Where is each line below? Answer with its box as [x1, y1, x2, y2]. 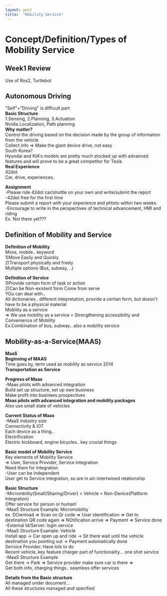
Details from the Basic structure [5, 574, 73, 580]
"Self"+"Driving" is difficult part [5, 105, 70, 111]
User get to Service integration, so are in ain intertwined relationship [5, 475, 146, 481]
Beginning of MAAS [5, 356, 47, 362]
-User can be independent [5, 470, 60, 476]
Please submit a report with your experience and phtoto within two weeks [5, 200, 157, 206]
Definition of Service [5, 275, 49, 281]
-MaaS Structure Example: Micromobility [5, 506, 89, 512]
